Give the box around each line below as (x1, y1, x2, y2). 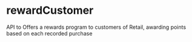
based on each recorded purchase (6, 29, 93, 37)
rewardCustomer (6, 4, 94, 17)
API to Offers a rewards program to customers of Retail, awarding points (6, 23, 187, 31)
